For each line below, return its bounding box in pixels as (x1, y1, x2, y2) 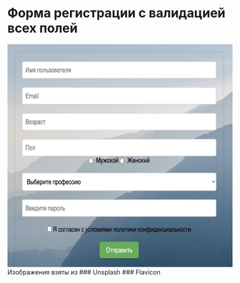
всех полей (7, 20, 78, 36)
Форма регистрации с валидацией (7, 5, 226, 21)
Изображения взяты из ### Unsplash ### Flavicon (7, 267, 161, 276)
